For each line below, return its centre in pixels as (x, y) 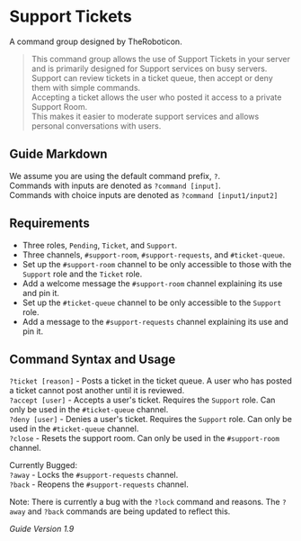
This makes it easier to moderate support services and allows (145, 116)
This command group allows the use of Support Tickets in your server (160, 59)
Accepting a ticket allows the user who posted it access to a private (156, 97)
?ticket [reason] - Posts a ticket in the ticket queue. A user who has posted (150, 381)
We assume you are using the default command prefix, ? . (115, 176)
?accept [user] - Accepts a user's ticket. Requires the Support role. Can (142, 400)
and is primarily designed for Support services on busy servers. (149, 68)
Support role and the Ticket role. (82, 274)
